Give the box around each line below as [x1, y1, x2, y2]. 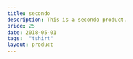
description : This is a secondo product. [7, 16, 128, 23]
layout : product [7, 41, 53, 48]
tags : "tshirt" [7, 35, 53, 42]
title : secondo [7, 9, 51, 17]
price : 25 [7, 22, 36, 29]
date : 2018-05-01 [7, 28, 57, 36]
